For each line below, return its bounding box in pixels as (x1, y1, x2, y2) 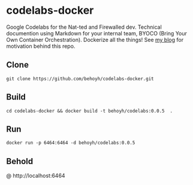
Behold (6, 156, 34, 166)
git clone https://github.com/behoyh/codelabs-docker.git (6, 75, 154, 81)
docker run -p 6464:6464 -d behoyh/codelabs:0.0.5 (6, 140, 135, 146)
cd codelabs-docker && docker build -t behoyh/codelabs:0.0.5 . (6, 108, 173, 114)
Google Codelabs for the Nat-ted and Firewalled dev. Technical (6, 23, 162, 31)
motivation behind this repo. (6, 43, 76, 50)
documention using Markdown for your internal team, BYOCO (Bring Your (6, 29, 188, 37)
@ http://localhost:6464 (6, 172, 65, 180)
